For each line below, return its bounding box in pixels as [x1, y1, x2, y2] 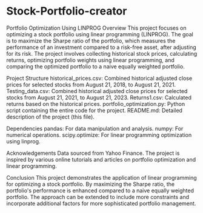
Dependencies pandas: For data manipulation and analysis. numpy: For [6, 125, 184, 132]
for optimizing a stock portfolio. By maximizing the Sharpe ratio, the [6, 180, 175, 188]
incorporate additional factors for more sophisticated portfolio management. [6, 200, 196, 207]
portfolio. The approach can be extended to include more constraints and [6, 193, 190, 200]
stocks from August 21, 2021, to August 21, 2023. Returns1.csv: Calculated [6, 94, 192, 101]
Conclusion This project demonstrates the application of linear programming [6, 174, 197, 181]
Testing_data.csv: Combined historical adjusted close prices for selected [6, 87, 188, 94]
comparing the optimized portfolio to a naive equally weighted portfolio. [6, 62, 185, 70]
